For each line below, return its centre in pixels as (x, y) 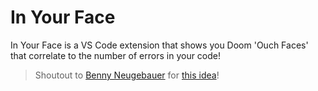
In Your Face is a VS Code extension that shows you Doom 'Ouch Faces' (159, 45)
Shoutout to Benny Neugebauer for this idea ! (127, 75)
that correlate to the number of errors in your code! (116, 55)
